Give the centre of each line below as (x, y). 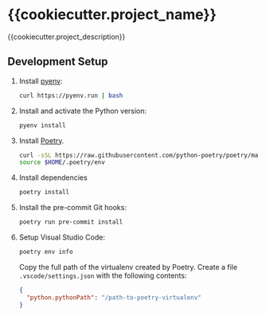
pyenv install (42, 125)
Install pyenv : (41, 80)
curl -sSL (35, 155)
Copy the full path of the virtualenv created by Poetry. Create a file (128, 267)
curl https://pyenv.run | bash (71, 96)
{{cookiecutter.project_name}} (112, 15)
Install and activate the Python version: (83, 111)
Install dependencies (53, 178)
